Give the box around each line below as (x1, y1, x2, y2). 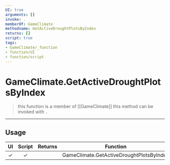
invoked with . (17, 109, 48, 115)
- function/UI (5, 49, 35, 54)
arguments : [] (5, 12, 35, 17)
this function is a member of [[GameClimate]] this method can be (17, 103, 153, 109)
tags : (5, 40, 17, 45)
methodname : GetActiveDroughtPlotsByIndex (5, 26, 96, 31)
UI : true (5, 7, 24, 13)
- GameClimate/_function (5, 45, 58, 50)
